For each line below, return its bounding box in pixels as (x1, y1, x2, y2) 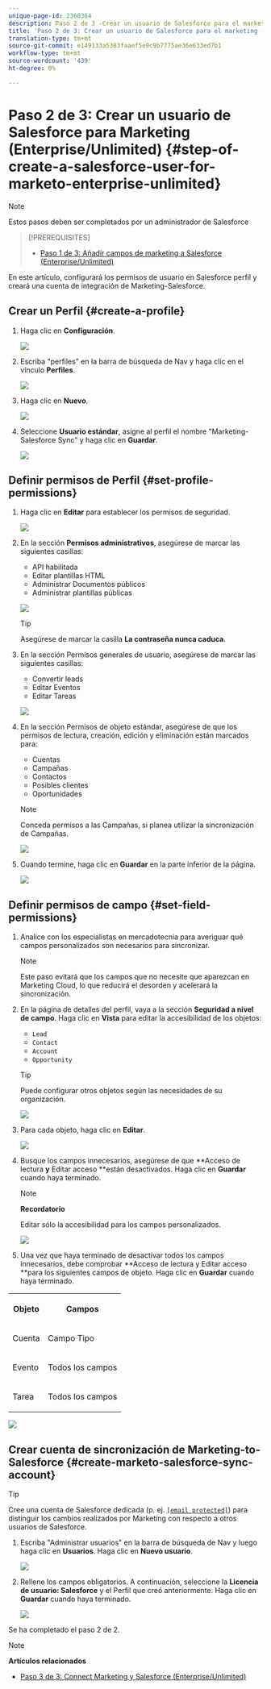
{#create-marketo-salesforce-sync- (65, 1455, 253, 1469)
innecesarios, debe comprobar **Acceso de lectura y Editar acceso (19, 1259, 248, 1269)
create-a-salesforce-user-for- (8, 157, 216, 176)
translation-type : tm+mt (8, 34, 92, 43)
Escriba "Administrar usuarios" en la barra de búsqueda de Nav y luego (19, 1537, 258, 1547)
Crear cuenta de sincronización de (8, 1442, 186, 1456)
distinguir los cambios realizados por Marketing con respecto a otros (8, 1513, 237, 1523)
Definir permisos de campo (8, 898, 148, 912)
